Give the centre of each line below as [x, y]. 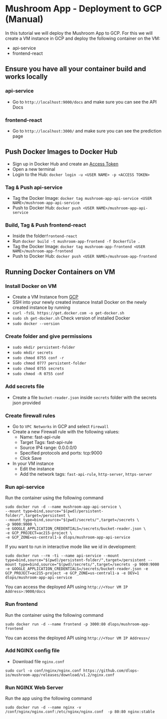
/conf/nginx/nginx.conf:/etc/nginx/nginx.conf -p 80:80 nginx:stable [80, 712]
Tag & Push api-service [34, 187]
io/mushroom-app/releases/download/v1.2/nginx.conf [60, 675]
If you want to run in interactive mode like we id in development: [71, 547]
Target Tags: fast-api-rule [46, 442]
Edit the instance [37, 468]
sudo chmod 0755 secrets [38, 369]
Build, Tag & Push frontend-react [46, 225]
